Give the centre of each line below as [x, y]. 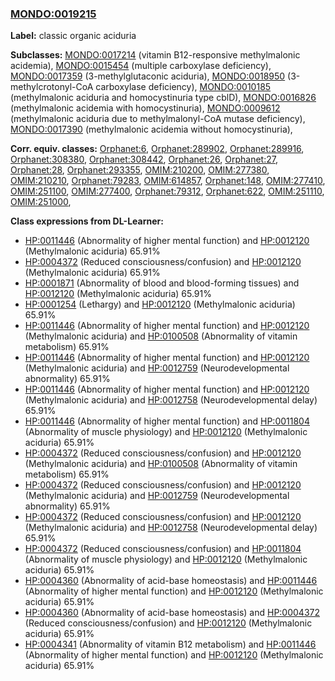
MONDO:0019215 [53, 14]
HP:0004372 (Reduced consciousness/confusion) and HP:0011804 [163, 549]
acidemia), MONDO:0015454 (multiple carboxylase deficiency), [141, 66]
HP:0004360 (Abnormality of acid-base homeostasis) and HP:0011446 [171, 581]
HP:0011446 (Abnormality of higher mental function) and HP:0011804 [167, 421]
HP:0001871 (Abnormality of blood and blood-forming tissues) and [162, 283]
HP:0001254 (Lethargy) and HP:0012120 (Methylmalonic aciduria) [160, 304]
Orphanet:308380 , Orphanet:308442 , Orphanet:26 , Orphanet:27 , [144, 159]
